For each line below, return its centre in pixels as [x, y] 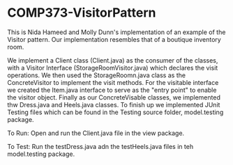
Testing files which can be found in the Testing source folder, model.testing [115, 112]
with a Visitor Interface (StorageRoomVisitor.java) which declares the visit [113, 68]
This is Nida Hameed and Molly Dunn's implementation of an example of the [116, 32]
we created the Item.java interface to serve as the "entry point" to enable [112, 90]
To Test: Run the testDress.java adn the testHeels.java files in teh [100, 146]
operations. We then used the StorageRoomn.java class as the [97, 75]
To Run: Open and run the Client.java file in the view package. [96, 133]
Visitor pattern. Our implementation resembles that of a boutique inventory [114, 39]
